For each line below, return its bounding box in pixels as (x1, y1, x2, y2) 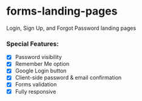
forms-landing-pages (6, 4, 118, 18)
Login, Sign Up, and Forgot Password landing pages (6, 24, 137, 32)
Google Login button (15, 67, 67, 74)
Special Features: (6, 40, 59, 48)
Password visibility (15, 54, 63, 61)
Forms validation (15, 81, 57, 88)
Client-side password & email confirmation (15, 74, 122, 82)
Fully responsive (15, 88, 56, 95)
